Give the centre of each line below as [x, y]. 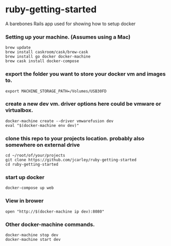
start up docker [25, 177]
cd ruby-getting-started [32, 165]
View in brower [24, 201]
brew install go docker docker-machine [48, 57]
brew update [18, 48]
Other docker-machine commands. [50, 224]
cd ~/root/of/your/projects [35, 156]
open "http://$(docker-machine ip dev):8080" [55, 212]
